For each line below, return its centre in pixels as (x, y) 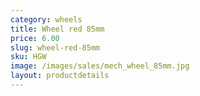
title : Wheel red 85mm (57, 29)
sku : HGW (28, 57)
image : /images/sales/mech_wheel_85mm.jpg (100, 66)
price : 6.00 (35, 38)
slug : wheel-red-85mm (55, 47)
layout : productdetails (60, 76)
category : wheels (46, 19)
